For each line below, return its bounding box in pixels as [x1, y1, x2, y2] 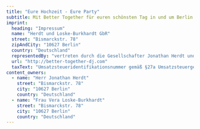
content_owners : [6, 70, 46, 75]
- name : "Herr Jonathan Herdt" [11, 75, 89, 81]
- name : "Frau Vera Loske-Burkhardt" [11, 97, 105, 103]
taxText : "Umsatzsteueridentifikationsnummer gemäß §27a [11, 64, 156, 70]
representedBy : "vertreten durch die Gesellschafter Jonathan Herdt [11, 53, 185, 59]
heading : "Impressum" [11, 25, 65, 32]
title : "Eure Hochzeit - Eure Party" [6, 8, 100, 15]
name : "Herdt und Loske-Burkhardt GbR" [11, 31, 111, 37]
